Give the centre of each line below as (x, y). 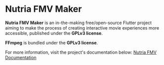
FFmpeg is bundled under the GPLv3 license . (52, 42)
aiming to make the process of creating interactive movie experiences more (82, 28)
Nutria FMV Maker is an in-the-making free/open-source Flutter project (79, 23)
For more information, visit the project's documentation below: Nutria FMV (81, 52)
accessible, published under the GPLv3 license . (54, 33)
